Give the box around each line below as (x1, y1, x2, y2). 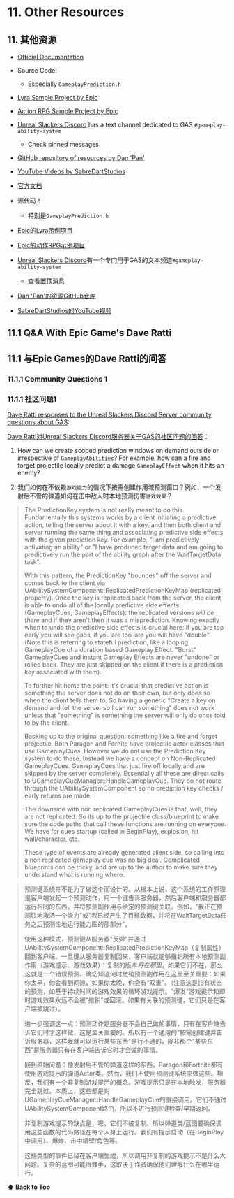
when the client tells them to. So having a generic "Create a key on (24, 696, 216, 705)
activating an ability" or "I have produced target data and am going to (24, 543, 224, 551)
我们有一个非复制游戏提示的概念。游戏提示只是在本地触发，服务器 (36, 1078, 226, 1086)
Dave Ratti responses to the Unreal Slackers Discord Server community (7, 410, 212, 419)
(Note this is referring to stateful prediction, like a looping (24, 638, 189, 647)
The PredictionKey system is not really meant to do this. (24, 506, 185, 514)
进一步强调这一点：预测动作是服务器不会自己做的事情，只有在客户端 (24, 1020, 220, 1027)
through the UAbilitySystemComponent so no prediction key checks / (24, 784, 224, 792)
